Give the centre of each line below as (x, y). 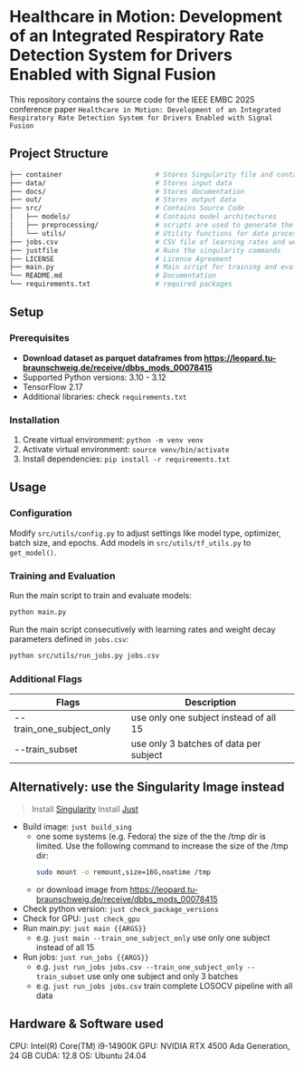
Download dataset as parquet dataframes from (112, 358)
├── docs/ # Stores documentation (127, 191)
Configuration (41, 513)
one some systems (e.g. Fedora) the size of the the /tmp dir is (151, 836)
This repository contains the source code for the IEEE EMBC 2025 (132, 99)
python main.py (38, 612)
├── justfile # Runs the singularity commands (145, 250)
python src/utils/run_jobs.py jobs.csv (85, 655)
